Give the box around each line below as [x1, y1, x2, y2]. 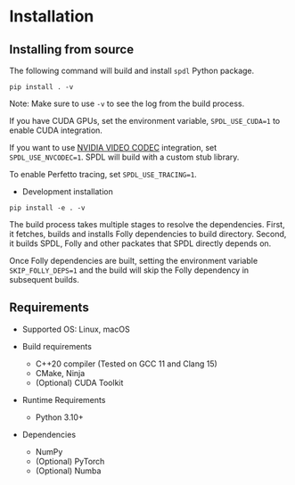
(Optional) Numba [35, 465, 102, 476]
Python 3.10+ [35, 412, 85, 423]
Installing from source [9, 42, 135, 57]
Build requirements [21, 341, 92, 351]
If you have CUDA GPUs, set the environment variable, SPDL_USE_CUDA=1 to [9, 116, 281, 126]
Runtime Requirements [21, 394, 106, 405]
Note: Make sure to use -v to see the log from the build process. [9, 98, 245, 109]
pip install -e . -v [9, 203, 86, 212]
